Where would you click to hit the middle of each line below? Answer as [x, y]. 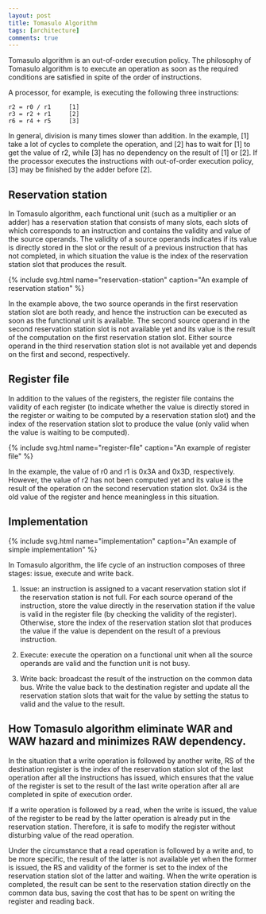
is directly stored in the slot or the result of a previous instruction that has [128, 248]
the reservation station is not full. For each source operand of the [126, 597]
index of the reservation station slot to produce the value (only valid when [129, 424]
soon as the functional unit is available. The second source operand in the [129, 321]
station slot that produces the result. [67, 265]
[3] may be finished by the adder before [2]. [80, 170]
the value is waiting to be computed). [69, 432]
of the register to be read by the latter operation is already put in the [120, 818]
